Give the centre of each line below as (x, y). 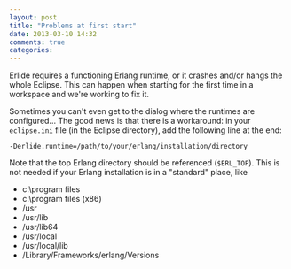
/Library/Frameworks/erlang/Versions (90, 255)
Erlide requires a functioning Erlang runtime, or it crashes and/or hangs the (146, 75)
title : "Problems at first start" (73, 26)
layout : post (33, 17)
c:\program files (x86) (62, 199)
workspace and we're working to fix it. (79, 95)
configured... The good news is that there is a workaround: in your (130, 121)
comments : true (37, 42)
